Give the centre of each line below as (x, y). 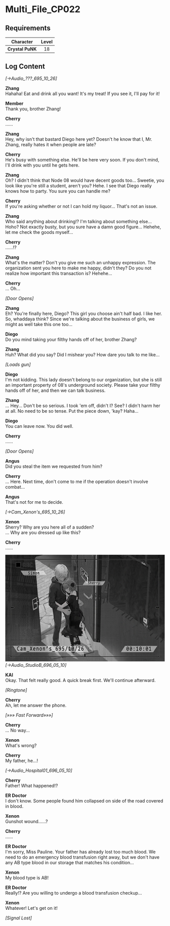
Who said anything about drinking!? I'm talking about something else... (78, 222)
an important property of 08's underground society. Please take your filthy (83, 385)
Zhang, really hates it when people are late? (51, 145)
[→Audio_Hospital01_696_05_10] (39, 770)
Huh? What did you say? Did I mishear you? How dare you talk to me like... (82, 355)
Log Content (25, 66)
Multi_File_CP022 (43, 9)
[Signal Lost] (18, 918)
